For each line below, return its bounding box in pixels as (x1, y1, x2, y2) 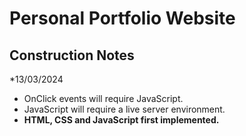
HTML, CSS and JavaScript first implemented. (23, 114, 220, 126)
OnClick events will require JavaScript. (23, 93, 184, 104)
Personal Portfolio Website (9, 7, 236, 30)
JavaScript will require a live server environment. (23, 103, 226, 115)
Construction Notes (9, 47, 135, 64)
